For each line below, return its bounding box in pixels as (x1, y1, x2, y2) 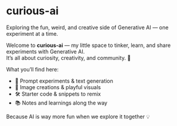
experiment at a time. (6, 30, 58, 37)
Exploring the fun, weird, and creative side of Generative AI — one (6, 24, 169, 31)
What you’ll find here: (6, 65, 59, 73)
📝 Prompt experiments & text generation (14, 77, 113, 84)
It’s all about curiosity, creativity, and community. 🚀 (6, 54, 131, 61)
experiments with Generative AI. (6, 48, 85, 55)
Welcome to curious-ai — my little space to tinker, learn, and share (6, 42, 171, 49)
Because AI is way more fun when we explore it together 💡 (6, 113, 150, 120)
